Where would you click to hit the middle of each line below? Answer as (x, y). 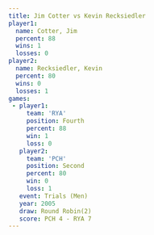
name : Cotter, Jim (47, 31)
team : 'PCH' (46, 158)
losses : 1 (32, 91)
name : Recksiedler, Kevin (59, 69)
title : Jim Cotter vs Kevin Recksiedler (77, 16)
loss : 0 (39, 143)
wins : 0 (29, 83)
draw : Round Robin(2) (55, 211)
